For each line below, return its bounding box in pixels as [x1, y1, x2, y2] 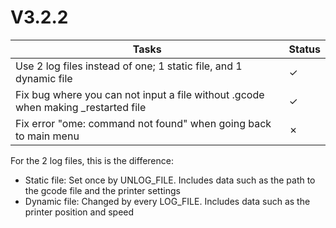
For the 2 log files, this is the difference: [10, 154, 174, 166]
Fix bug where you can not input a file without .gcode [15, 87, 265, 101]
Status [288, 42, 321, 56]
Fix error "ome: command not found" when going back [15, 116, 272, 130]
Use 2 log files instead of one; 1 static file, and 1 [15, 59, 243, 73]
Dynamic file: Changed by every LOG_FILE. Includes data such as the [24, 195, 311, 207]
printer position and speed [24, 206, 135, 218]
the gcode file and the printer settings [24, 184, 181, 196]
